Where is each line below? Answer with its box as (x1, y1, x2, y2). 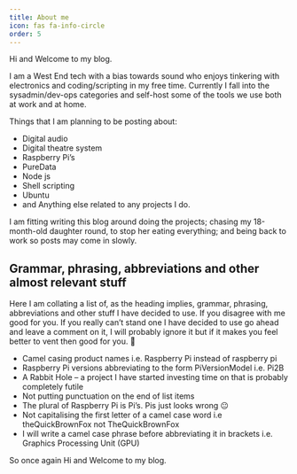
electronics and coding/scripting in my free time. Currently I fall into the (9, 81, 270, 91)
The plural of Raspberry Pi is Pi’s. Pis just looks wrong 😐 (21, 400, 229, 411)
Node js (21, 171, 51, 182)
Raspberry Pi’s (21, 152, 75, 163)
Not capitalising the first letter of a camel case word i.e (21, 409, 223, 421)
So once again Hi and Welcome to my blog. (9, 455, 167, 466)
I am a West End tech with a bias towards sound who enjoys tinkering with (9, 71, 280, 82)
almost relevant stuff (9, 275, 127, 290)
